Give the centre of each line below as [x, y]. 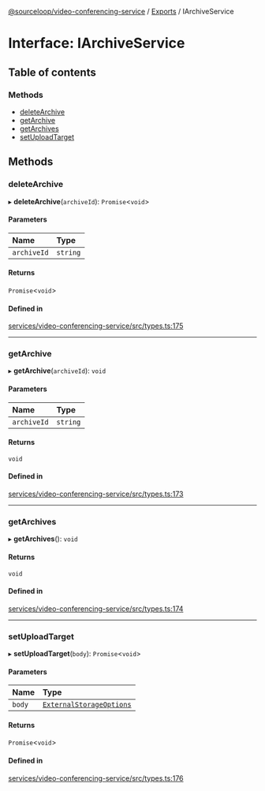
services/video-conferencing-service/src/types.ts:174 [96, 608]
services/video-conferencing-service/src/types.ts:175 [96, 326]
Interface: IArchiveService [97, 43]
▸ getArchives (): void [43, 539]
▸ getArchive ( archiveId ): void [57, 371]
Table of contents [52, 72]
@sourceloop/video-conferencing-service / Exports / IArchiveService [121, 11]
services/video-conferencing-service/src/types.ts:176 [96, 778]
